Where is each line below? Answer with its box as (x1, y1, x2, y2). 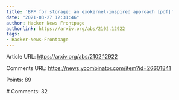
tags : (6, 31, 20, 37)
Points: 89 (6, 76, 32, 83)
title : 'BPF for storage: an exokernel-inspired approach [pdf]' (6, 8, 174, 15)
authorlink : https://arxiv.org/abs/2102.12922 (6, 25, 125, 32)
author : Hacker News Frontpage (6, 20, 85, 26)
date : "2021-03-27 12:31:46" (6, 14, 80, 20)
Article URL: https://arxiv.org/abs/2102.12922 (6, 53, 118, 60)
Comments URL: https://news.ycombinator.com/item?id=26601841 (6, 65, 171, 72)
